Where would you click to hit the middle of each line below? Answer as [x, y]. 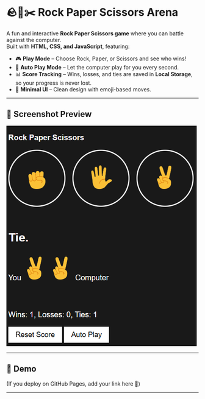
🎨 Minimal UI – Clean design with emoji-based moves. [83, 89]
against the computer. [34, 40]
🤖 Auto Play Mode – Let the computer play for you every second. [97, 67]
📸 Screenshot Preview [49, 114]
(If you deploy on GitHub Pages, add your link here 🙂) [73, 383]
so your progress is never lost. [53, 83]
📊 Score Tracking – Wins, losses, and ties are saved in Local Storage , [104, 74]
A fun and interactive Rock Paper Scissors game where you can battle [95, 33]
